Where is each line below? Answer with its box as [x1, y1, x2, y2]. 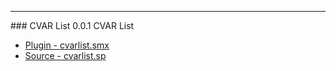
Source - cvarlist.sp [24, 50, 107, 61]
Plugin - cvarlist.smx [24, 39, 110, 51]
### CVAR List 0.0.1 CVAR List [10, 20, 135, 31]
